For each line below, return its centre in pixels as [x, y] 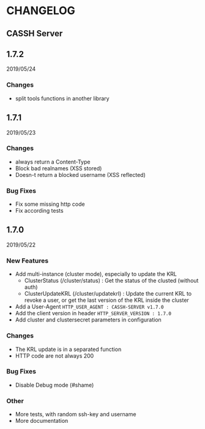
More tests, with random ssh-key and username [76, 414]
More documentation [42, 421]
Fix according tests [39, 211]
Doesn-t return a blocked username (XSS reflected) [80, 175]
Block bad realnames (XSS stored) [58, 168]
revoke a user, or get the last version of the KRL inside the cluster [107, 300]
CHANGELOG [41, 11]
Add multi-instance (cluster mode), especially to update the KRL [96, 274]
